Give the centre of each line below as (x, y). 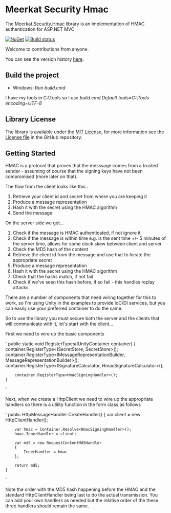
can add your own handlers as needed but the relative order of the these (82, 501)
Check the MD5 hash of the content (50, 249)
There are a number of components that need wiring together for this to (81, 297)
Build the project (32, 75)
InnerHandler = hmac (46, 452)
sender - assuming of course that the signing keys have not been (74, 171)
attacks (20, 288)
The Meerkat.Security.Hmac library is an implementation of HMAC (75, 24)
